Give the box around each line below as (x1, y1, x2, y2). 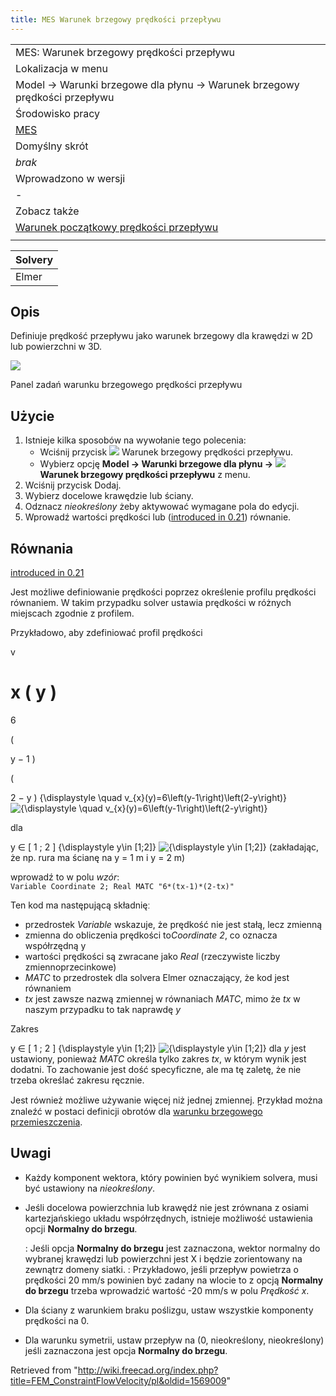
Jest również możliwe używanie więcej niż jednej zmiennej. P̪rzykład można (10, 1094, 323, 1106)
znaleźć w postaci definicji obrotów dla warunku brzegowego (10, 1106, 263, 1117)
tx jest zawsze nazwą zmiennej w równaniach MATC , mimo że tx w (24, 993, 301, 1005)
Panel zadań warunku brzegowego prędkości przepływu (10, 379, 243, 391)
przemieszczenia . (10, 1116, 83, 1128)
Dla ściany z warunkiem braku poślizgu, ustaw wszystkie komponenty (24, 1304, 314, 1316)
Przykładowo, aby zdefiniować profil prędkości (10, 627, 203, 639)
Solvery (15, 252, 54, 266)
